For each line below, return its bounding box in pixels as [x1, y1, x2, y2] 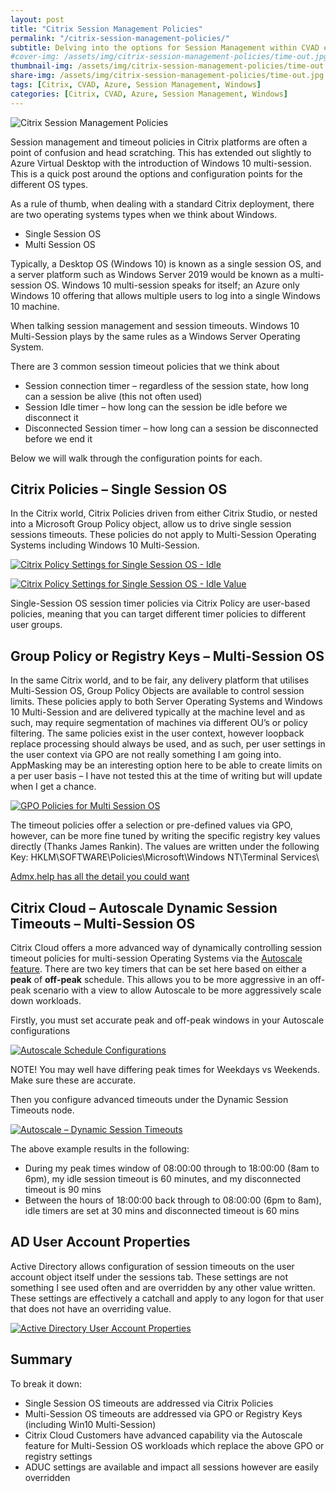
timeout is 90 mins [24, 1184, 102, 1196]
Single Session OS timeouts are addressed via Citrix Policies [24, 1397, 274, 1409]
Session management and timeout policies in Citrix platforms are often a [10, 136, 308, 148]
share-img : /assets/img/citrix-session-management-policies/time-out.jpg [10, 71, 325, 81]
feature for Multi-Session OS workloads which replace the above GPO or [24, 1439, 325, 1451]
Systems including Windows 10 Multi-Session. [10, 539, 200, 551]
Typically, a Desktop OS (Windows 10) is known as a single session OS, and [10, 257, 322, 270]
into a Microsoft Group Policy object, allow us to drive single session [10, 518, 292, 530]
